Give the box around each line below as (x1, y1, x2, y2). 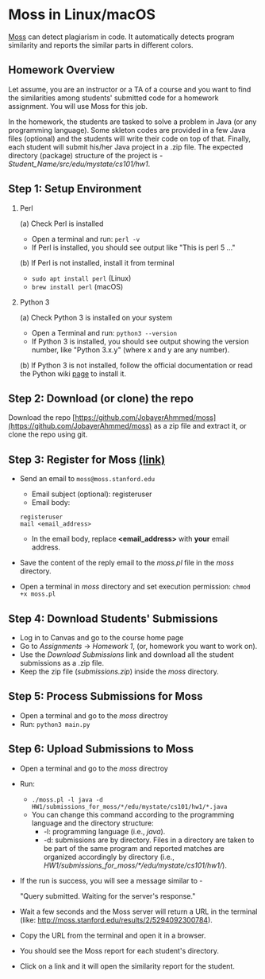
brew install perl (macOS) (31, 282, 124, 291)
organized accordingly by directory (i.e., (43, 852, 175, 861)
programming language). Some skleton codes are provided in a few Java (8, 125, 246, 134)
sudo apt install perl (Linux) (31, 273, 132, 283)
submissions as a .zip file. (19, 658, 105, 667)
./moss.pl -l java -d (31, 795, 103, 804)
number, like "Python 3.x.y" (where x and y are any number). (31, 344, 230, 355)
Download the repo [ (8, 413, 75, 422)
